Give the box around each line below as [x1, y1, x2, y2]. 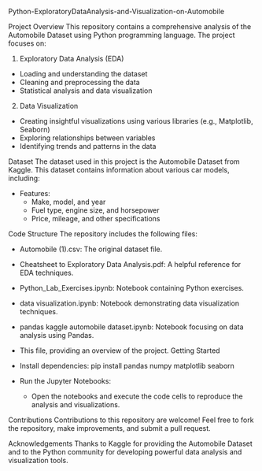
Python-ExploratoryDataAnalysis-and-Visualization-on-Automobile [8, 7, 225, 16]
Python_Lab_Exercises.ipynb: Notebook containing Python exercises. [19, 284, 244, 292]
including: [8, 173, 41, 183]
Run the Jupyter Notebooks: [19, 376, 112, 385]
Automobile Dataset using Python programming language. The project [8, 31, 235, 39]
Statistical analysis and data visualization [19, 86, 153, 95]
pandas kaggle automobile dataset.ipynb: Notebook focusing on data [19, 322, 244, 332]
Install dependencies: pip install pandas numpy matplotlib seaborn [19, 362, 234, 370]
